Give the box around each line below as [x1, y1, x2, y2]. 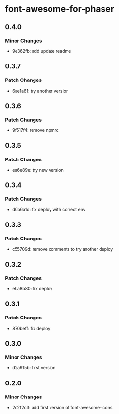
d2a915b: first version [12, 365, 56, 371]
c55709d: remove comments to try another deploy [12, 246, 113, 252]
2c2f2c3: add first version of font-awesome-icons [12, 405, 113, 411]
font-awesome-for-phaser [5, 3, 114, 15]
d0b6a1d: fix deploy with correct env [12, 207, 86, 212]
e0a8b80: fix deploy [12, 286, 53, 291]
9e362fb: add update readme [12, 48, 71, 54]
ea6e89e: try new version [12, 167, 64, 173]
